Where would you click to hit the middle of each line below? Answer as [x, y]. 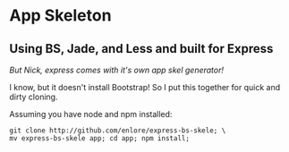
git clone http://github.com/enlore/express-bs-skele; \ [118, 131]
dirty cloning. [34, 97]
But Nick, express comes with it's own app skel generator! [117, 70]
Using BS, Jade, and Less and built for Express [141, 49]
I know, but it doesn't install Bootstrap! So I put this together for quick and [144, 87]
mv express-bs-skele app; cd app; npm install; [100, 139]
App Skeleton [60, 16]
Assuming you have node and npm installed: [91, 114]
